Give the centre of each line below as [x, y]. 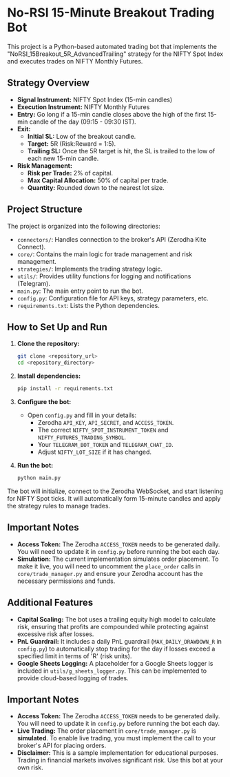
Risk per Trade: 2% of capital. [70, 173]
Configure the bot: [44, 402]
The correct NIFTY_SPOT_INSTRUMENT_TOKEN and [103, 430]
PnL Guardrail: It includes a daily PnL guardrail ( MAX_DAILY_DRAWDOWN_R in [119, 641]
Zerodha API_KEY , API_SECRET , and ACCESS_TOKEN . [106, 422]
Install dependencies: [49, 376]
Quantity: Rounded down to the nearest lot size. [96, 187]
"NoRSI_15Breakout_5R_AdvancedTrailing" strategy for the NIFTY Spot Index [115, 54]
